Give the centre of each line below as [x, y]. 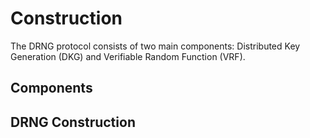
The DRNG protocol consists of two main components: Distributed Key [155, 46]
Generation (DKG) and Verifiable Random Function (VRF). [128, 56]
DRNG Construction [73, 122]
